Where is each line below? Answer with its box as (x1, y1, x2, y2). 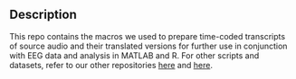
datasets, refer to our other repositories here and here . (9, 59, 213, 70)
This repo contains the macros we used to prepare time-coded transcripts (9, 31, 286, 41)
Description (9, 7, 77, 22)
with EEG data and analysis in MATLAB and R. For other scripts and (9, 49, 260, 61)
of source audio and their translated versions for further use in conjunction (9, 40, 288, 51)
